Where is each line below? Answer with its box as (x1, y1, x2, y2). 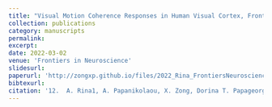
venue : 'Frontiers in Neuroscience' (8, 57, 132, 65)
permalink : (8, 34, 45, 43)
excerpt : (8, 42, 38, 50)
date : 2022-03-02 (8, 49, 67, 57)
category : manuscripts (8, 27, 85, 35)
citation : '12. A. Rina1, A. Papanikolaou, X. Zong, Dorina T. (8, 86, 230, 95)
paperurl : (8, 72, 42, 80)
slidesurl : (8, 64, 45, 72)
